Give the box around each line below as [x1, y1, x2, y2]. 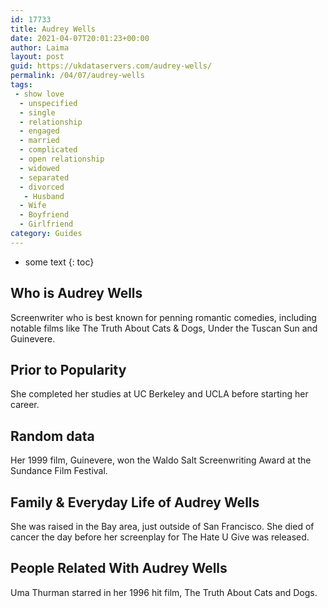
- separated [19, 172, 70, 183]
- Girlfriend [19, 219, 74, 230]
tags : [10, 80, 33, 90]
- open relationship [19, 154, 105, 164]
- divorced [19, 182, 65, 192]
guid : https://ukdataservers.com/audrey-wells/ [10, 61, 213, 71]
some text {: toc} [24, 256, 95, 268]
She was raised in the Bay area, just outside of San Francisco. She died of [10, 521, 315, 532]
